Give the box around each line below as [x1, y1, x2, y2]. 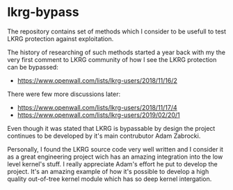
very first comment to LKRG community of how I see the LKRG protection [7, 55, 217, 63]
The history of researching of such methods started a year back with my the [7, 48, 226, 56]
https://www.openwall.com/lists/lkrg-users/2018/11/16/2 [17, 76, 177, 84]
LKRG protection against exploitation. [7, 34, 114, 42]
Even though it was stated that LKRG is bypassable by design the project [7, 124, 216, 132]
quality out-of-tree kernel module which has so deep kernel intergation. [7, 175, 212, 183]
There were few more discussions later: [7, 90, 120, 98]
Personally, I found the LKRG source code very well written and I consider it [7, 145, 224, 153]
